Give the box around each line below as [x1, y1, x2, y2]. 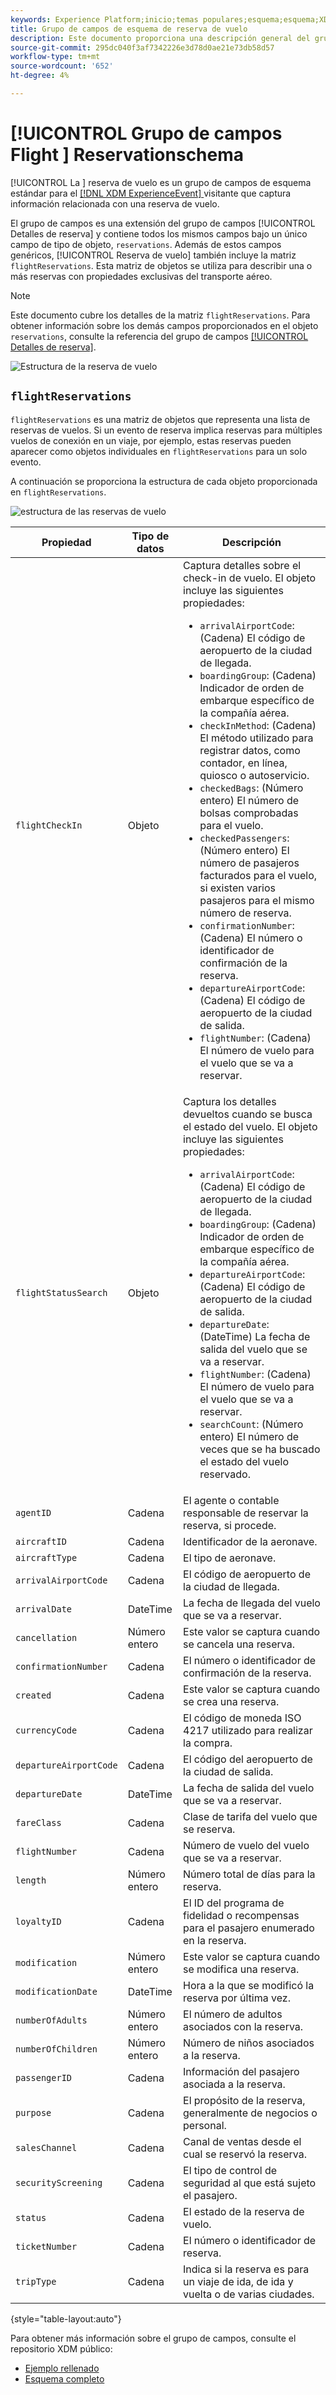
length [15, 1874, 47, 1886]
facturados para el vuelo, [199, 868, 318, 882]
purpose [15, 2107, 52, 2118]
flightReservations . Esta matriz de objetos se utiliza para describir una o [10, 259, 313, 271]
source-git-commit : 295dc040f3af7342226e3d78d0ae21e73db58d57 [10, 42, 275, 53]
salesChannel [15, 2142, 78, 2153]
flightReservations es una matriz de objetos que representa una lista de [10, 413, 311, 425]
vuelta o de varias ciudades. [183, 2287, 315, 2301]
